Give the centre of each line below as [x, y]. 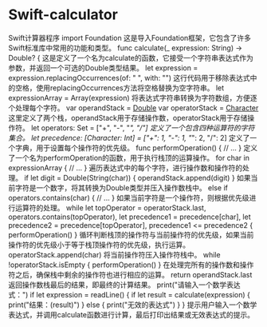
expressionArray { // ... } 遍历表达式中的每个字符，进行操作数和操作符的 [126, 167]
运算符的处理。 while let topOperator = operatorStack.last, [110, 207]
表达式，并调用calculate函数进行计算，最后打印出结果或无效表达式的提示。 [132, 314]
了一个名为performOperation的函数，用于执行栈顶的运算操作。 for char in [129, 158]
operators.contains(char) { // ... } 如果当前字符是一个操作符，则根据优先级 [129, 197]
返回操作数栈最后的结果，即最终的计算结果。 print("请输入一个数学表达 [124, 285]
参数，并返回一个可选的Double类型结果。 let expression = [103, 68]
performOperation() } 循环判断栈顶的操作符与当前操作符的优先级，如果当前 [131, 234]
